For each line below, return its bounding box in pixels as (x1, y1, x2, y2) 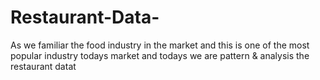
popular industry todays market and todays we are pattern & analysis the (10, 49, 310, 61)
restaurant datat (10, 60, 77, 72)
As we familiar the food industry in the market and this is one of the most (10, 39, 310, 51)
